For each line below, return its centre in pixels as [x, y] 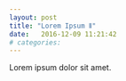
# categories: [35, 42]
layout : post [33, 17]
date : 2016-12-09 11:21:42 [63, 34]
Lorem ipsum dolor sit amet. [60, 68]
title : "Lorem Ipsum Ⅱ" [53, 26]
